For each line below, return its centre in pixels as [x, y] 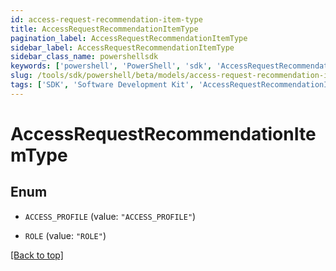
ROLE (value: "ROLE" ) [65, 235]
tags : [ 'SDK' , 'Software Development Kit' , [102, 85]
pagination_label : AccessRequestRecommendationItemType [129, 38]
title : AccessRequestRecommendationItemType [104, 29]
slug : [21, 76]
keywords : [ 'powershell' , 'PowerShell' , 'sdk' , [111, 66]
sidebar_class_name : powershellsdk [84, 57]
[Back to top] [37, 255]
